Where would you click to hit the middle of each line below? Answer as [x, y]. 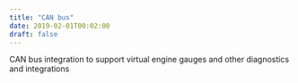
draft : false [34, 34]
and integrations [39, 69]
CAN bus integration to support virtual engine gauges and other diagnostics [149, 60]
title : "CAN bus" [42, 17]
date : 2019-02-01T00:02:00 [60, 26]
